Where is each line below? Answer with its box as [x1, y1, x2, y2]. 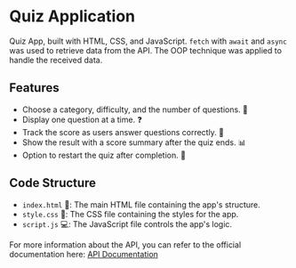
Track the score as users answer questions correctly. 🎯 [21, 126, 225, 137]
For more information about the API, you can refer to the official [9, 239, 242, 250]
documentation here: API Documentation [9, 248, 158, 259]
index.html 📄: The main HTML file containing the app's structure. [21, 199, 260, 210]
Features [9, 80, 60, 95]
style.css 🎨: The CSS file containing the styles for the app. [21, 208, 239, 219]
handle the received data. [9, 54, 103, 65]
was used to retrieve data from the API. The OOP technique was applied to [9, 45, 283, 55]
